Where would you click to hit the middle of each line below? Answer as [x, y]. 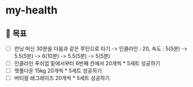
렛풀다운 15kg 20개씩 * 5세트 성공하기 [58, 71]
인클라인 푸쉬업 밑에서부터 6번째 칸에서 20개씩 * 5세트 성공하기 [87, 63]
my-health [32, 10]
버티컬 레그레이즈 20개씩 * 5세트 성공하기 [62, 78]
